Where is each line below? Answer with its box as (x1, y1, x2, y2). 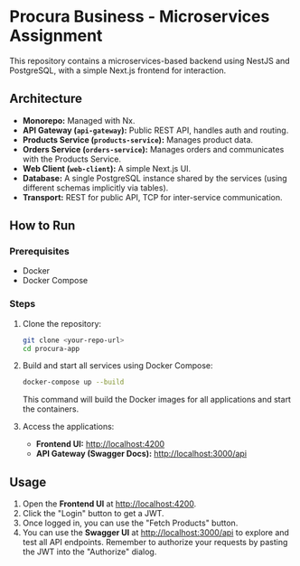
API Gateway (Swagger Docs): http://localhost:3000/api (35, 449, 247, 459)
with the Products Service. (22, 153, 122, 164)
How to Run (9, 218, 76, 234)
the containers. (22, 404, 80, 414)
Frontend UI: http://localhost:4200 (35, 439, 165, 450)
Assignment (9, 25, 103, 46)
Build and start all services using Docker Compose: (22, 360, 213, 371)
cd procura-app (22, 344, 80, 353)
